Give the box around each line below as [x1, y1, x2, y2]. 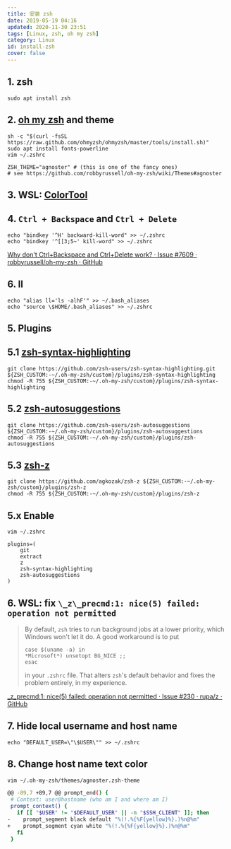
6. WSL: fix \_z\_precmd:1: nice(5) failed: [7, 597, 201, 609]
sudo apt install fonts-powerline [7, 145, 109, 152]
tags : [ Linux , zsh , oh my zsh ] [7, 30, 99, 37]
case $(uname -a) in [24, 646, 85, 653]
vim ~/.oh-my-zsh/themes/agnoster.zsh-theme [7, 777, 140, 784]
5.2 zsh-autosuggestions [7, 403, 121, 415]
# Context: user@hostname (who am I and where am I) [10, 796, 169, 803]
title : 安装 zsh [7, 10, 53, 18]
